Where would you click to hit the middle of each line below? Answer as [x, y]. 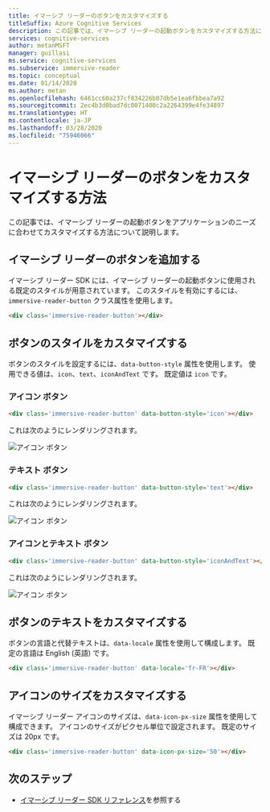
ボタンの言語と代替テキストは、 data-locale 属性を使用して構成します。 [127, 643]
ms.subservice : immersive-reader [64, 68]
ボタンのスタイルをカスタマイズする [98, 343]
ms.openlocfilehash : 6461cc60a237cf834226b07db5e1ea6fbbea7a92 [117, 98]
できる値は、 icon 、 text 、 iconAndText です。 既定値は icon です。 [123, 374]
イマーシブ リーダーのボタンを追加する [104, 260]
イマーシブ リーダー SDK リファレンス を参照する [100, 800]
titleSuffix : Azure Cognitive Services [75, 23]
